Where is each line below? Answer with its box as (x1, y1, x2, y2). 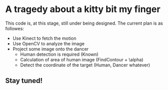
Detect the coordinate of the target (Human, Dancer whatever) (20, 62, 150, 68)
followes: (5, 25, 24, 31)
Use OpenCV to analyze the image (12, 40, 85, 46)
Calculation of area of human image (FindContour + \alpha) (20, 56, 144, 62)
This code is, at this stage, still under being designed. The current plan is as (5, 20, 163, 26)
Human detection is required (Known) (20, 51, 99, 57)
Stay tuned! (5, 76, 43, 85)
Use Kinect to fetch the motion (12, 35, 77, 41)
